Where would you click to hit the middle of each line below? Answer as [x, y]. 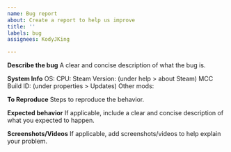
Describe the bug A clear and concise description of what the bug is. [106, 65]
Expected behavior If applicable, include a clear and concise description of [115, 113]
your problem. [27, 141]
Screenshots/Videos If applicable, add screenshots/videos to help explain [114, 134]
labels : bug [24, 33]
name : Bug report [32, 14]
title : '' [22, 26]
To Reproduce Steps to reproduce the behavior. [76, 100]
